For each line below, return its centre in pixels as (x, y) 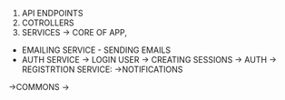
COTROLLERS (48, 23)
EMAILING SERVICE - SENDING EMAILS (96, 50)
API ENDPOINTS (52, 13)
